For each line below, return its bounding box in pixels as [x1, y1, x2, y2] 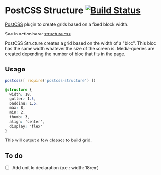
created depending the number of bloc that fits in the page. [5, 51, 126, 57]
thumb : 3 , [9, 114, 30, 119]
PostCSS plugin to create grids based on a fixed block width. [5, 21, 129, 27]
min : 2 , [9, 110, 26, 115]
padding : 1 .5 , [9, 101, 38, 106]
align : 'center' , [9, 119, 45, 124]
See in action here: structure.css [5, 31, 71, 36]
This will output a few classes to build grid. [5, 137, 92, 143]
